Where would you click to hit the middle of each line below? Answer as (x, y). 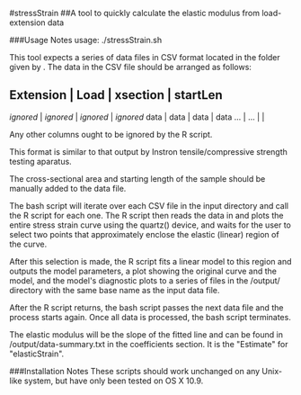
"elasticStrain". (37, 354)
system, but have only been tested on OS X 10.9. (114, 381)
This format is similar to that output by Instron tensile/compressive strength (148, 151)
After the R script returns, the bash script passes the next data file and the (146, 307)
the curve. (28, 244)
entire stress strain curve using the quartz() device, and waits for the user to (150, 225)
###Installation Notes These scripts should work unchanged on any (135, 371)
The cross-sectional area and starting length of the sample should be (137, 178)
